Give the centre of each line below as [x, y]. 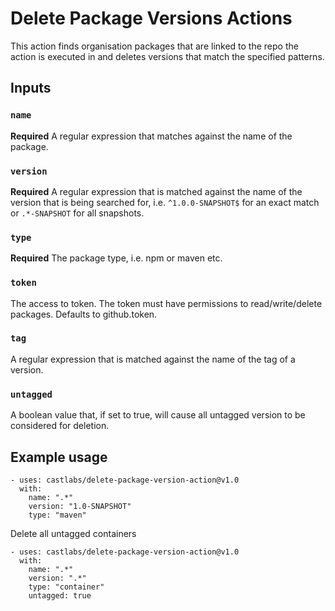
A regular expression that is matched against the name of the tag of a [153, 359]
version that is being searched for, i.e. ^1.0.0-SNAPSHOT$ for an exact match [165, 202]
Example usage [59, 457]
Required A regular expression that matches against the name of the [151, 136]
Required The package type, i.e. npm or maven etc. [116, 258]
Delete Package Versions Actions [151, 18]
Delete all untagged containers [73, 533]
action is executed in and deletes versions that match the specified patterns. [167, 56]
